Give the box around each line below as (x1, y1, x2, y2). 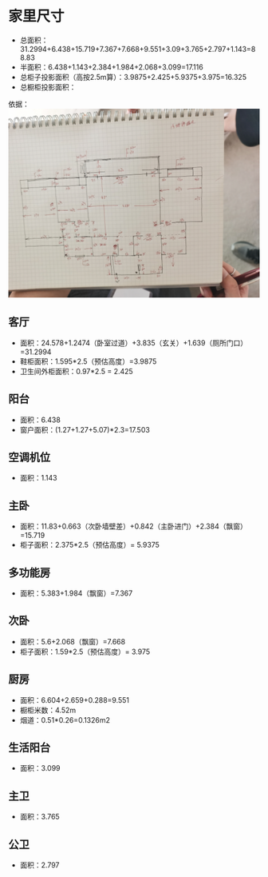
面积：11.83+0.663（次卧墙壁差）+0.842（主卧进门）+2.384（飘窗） (19, 521, 247, 532)
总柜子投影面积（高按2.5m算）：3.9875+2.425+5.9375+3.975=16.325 (19, 72, 247, 82)
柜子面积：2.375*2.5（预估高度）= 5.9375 (19, 540, 160, 550)
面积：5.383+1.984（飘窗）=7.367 (19, 588, 133, 598)
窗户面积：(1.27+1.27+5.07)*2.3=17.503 (19, 425, 150, 434)
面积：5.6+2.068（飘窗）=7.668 (19, 636, 126, 646)
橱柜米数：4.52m (19, 705, 77, 715)
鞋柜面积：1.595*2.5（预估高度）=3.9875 (19, 357, 157, 366)
